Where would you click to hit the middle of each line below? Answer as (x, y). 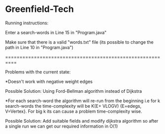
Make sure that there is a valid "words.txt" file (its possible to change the (79, 42)
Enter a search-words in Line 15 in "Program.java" (56, 32)
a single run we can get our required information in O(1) (61, 126)
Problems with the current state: (38, 72)
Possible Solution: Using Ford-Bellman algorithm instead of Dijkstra (74, 91)
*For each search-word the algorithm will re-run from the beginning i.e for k (82, 101)
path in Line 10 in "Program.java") (39, 47)
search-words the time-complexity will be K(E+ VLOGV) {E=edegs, (73, 106)
